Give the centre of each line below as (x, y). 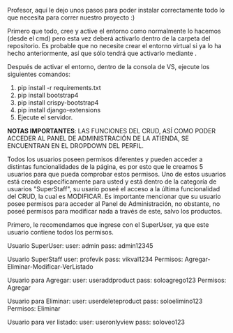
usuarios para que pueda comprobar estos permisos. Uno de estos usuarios (117, 174)
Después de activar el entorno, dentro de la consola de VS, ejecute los (108, 67)
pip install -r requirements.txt (59, 88)
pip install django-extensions (59, 110)
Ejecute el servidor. (45, 117)
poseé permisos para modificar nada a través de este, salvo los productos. (115, 211)
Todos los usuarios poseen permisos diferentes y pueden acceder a (105, 159)
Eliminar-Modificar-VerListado (50, 267)
